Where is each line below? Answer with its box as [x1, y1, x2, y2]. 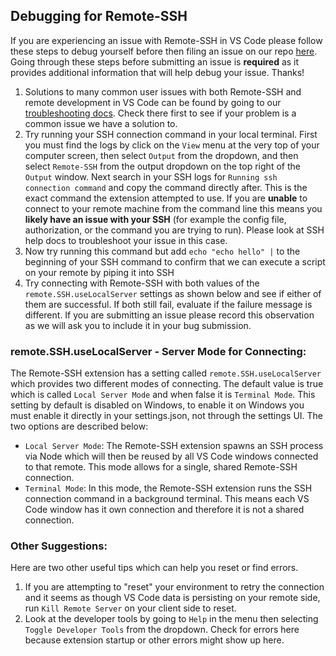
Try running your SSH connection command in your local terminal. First [24, 128, 318, 140]
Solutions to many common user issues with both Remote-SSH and [24, 85, 302, 98]
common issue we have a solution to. [24, 117, 178, 129]
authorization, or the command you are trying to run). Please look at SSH [24, 224, 325, 236]
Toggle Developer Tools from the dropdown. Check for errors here [24, 624, 300, 636]
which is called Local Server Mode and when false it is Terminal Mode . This [10, 389, 316, 401]
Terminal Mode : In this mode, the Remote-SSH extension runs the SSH [24, 482, 313, 494]
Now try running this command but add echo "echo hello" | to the [24, 245, 301, 257]
